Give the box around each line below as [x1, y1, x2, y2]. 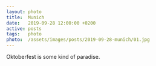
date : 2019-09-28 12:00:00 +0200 [6, 20, 96, 26]
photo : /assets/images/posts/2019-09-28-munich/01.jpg [6, 37, 150, 43]
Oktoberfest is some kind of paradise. [6, 53, 100, 60]
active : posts [6, 25, 42, 32]
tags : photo [6, 31, 42, 37]
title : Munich [6, 14, 45, 20]
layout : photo [6, 8, 42, 15]
